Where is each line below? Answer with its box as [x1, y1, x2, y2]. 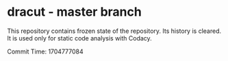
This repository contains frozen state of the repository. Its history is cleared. [7, 27, 221, 35]
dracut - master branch [7, 4, 142, 20]
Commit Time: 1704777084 [7, 47, 84, 56]
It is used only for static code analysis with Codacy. [7, 34, 152, 42]
